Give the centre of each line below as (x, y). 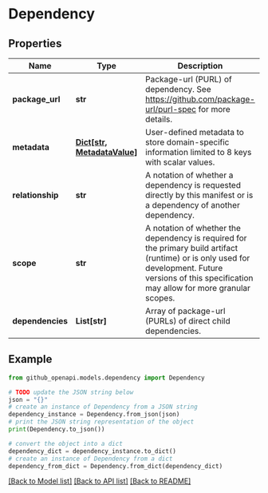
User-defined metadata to (195, 132)
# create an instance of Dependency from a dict (91, 459)
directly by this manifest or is (199, 195)
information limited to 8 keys (198, 152)
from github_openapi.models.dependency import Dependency (106, 378)
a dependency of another (193, 205)
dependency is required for (196, 238)
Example (30, 359)
